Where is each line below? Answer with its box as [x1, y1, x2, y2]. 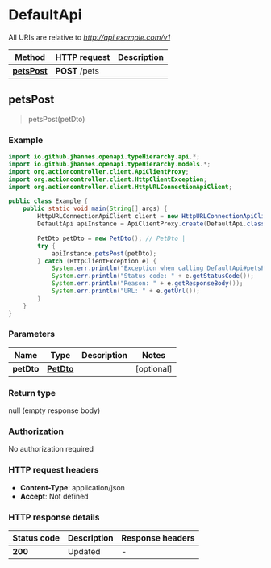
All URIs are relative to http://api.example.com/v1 [8, 32, 171, 42]
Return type [8, 387, 56, 398]
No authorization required [8, 444, 94, 454]
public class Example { [8, 197, 89, 205]
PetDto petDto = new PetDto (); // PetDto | [37, 234, 186, 242]
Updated [67, 546, 101, 557]
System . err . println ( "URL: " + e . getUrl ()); [51, 287, 200, 296]
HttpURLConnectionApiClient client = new [37, 212, 179, 221]
